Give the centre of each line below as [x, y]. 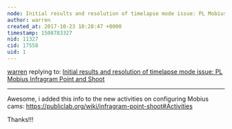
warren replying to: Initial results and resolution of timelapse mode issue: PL [115, 71]
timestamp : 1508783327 [40, 33]
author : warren [29, 20]
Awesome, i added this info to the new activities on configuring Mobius [108, 99]
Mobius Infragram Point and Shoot [56, 79]
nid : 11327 [23, 39]
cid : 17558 [23, 46]
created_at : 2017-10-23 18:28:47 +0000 [65, 26]
